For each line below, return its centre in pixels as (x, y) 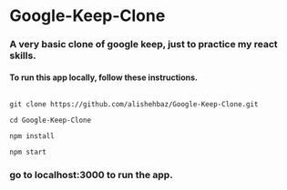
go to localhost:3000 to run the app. (91, 175)
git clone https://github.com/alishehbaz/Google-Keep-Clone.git (134, 105)
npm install (32, 136)
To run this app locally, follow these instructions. (104, 77)
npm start (28, 152)
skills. (23, 55)
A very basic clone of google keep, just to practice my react (143, 45)
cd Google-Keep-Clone (51, 120)
